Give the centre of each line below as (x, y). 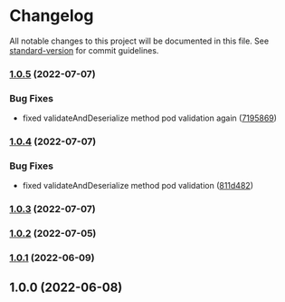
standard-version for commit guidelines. (84, 50)
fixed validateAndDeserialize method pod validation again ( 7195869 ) (150, 118)
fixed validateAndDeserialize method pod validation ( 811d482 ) (138, 186)
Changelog (52, 16)
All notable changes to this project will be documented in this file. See (139, 41)
